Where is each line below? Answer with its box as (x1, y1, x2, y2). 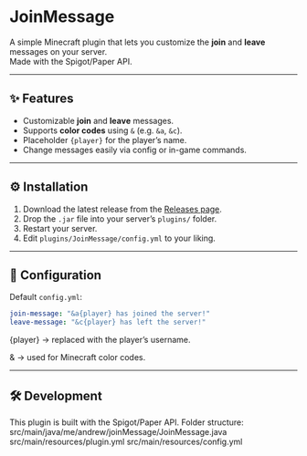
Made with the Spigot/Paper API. (9, 56, 132, 67)
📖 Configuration (9, 267, 102, 283)
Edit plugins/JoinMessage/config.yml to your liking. (22, 233, 217, 244)
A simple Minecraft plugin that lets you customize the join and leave (9, 36, 266, 47)
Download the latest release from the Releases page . (22, 203, 222, 214)
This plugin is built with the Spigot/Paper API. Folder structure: (9, 417, 244, 428)
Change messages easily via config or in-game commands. (22, 144, 247, 155)
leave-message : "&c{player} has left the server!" (9, 317, 206, 327)
